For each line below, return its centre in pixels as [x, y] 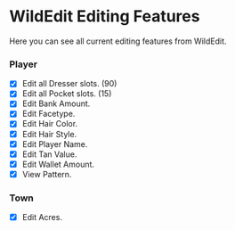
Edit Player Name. [55, 144]
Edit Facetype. [49, 114]
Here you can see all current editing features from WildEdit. [118, 41]
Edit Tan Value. [49, 154]
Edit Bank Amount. [56, 103]
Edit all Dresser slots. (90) [69, 84]
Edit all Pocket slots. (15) [67, 94]
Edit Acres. [42, 218]
